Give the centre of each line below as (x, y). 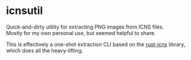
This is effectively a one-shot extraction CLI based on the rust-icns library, (96, 44)
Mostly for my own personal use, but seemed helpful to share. (81, 33)
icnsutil (25, 11)
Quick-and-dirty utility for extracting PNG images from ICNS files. (85, 27)
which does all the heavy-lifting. (45, 50)
